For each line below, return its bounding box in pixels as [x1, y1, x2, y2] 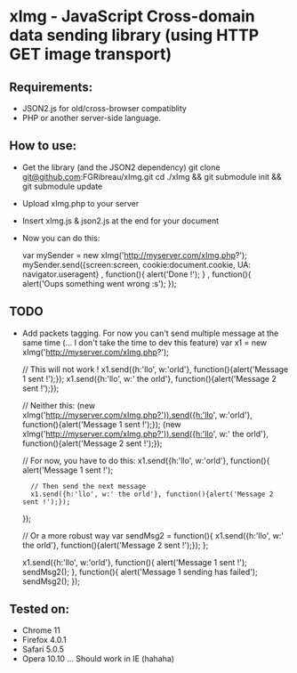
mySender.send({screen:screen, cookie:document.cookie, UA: [21, 259, 252, 270]
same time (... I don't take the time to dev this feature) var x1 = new [21, 336, 268, 348]
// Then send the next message [30, 482, 147, 491]
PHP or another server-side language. [21, 113, 162, 123]
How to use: [9, 138, 77, 153]
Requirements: [9, 79, 93, 94]
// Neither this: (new [21, 400, 96, 410]
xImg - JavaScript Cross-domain [9, 6, 255, 27]
